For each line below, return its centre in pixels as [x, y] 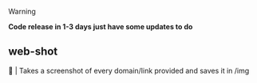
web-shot [33, 52]
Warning [22, 11]
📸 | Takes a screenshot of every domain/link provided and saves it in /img [129, 70]
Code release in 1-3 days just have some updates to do [101, 26]
